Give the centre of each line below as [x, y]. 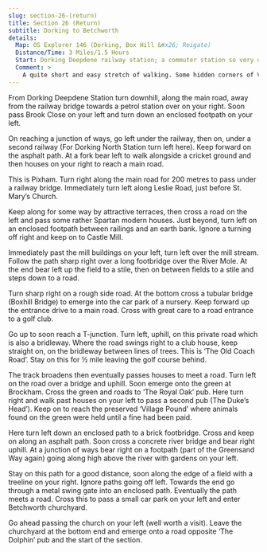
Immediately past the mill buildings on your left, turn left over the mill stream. [133, 253]
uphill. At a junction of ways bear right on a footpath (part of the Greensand [132, 449]
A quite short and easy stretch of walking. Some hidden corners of [138, 75]
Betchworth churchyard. [48, 507]
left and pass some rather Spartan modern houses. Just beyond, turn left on [133, 220]
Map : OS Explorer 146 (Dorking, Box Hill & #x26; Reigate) [114, 45]
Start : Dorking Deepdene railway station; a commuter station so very [135, 61]
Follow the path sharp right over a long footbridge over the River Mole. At [128, 260]
